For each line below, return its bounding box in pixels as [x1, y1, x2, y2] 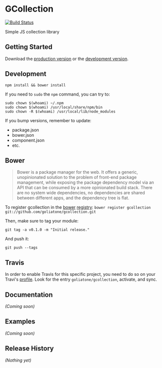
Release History [5, 344, 54, 352]
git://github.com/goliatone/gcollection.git [5, 209, 96, 214]
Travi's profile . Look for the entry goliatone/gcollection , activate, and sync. [5, 276, 157, 282]
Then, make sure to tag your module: [5, 218, 79, 224]
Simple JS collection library [5, 29, 59, 34]
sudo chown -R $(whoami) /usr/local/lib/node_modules [5, 109, 116, 114]
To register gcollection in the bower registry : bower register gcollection [5, 205, 151, 210]
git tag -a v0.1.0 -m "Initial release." [5, 227, 90, 232]
